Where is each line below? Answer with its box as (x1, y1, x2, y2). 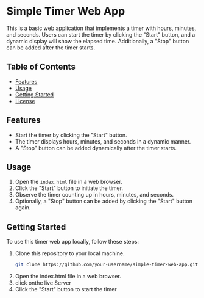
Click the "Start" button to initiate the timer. (15, 184, 124, 192)
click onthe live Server (15, 279, 71, 286)
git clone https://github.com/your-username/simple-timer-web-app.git (15, 261, 199, 268)
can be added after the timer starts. (6, 44, 96, 51)
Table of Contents (6, 62, 76, 72)
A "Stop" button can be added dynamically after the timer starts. (15, 144, 177, 151)
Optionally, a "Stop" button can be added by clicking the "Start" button (15, 197, 193, 205)
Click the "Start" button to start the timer (15, 286, 117, 293)
